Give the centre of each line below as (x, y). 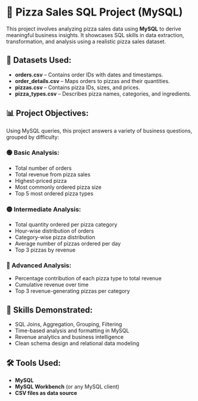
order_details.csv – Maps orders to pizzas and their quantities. (92, 81)
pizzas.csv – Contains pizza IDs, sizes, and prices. (77, 87)
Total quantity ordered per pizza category (66, 225)
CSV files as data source (46, 393)
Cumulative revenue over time (52, 285)
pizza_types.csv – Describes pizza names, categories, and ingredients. (103, 94)
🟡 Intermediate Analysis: (44, 209)
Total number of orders (43, 168)
